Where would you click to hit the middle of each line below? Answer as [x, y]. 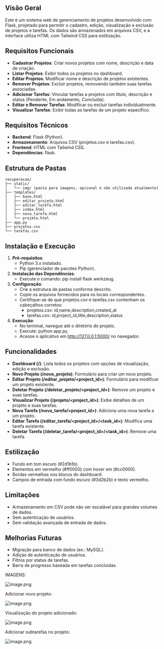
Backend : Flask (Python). [38, 137]
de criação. [23, 68]
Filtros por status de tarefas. [41, 560]
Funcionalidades [31, 352]
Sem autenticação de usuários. [43, 517]
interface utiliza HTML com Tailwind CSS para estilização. [63, 35]
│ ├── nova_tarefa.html [31, 214]
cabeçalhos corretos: [41, 305]
